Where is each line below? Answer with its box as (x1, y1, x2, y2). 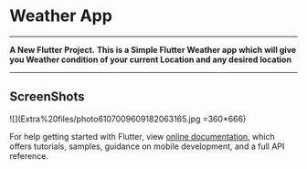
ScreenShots (9, 89, 85, 105)
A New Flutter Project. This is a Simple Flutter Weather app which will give (9, 44, 297, 55)
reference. (9, 150, 48, 161)
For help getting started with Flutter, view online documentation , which (9, 131, 276, 142)
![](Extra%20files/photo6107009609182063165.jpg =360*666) (9, 113, 247, 124)
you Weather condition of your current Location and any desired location (9, 54, 292, 65)
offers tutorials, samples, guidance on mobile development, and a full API (9, 141, 285, 152)
